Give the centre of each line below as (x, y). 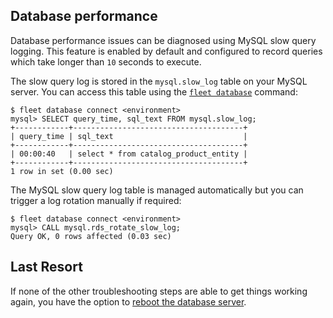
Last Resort (46, 267)
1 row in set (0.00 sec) (62, 171)
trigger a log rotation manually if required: (96, 200)
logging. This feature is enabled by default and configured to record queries (166, 51)
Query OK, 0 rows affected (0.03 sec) (91, 236)
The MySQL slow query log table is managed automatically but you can (157, 190)
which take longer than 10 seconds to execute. (106, 61)
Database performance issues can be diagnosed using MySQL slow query (163, 40)
